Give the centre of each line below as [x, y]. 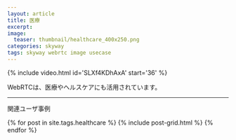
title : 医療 [24, 20]
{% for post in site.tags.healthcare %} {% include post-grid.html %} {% [110, 122]
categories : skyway [36, 46]
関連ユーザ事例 [29, 108]
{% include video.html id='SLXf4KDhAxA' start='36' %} [87, 72]
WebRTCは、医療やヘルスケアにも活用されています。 [84, 87]
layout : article [31, 14]
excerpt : [20, 27]
